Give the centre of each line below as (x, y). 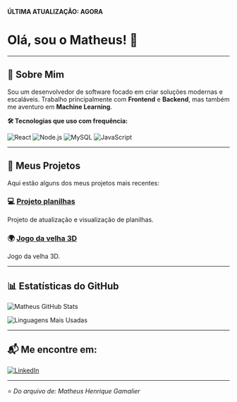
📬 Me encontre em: (52, 350)
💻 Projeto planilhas (41, 202)
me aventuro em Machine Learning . (60, 106)
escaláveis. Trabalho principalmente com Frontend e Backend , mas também (119, 99)
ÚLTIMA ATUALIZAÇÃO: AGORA (55, 12)
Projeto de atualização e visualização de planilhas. (80, 219)
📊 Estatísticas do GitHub (63, 286)
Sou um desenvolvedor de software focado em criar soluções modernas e (115, 92)
